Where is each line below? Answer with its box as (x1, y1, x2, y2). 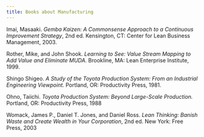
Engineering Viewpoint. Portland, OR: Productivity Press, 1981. (6, 81, 162, 89)
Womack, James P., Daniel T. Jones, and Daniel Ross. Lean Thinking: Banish (6, 111, 198, 118)
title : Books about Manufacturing (6, 8, 94, 15)
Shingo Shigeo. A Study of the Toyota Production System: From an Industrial (6, 75, 198, 82)
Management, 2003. (6, 38, 58, 45)
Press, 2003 (6, 124, 37, 131)
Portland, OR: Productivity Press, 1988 (6, 99, 102, 107)
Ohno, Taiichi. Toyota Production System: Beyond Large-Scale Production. (6, 93, 193, 100)
